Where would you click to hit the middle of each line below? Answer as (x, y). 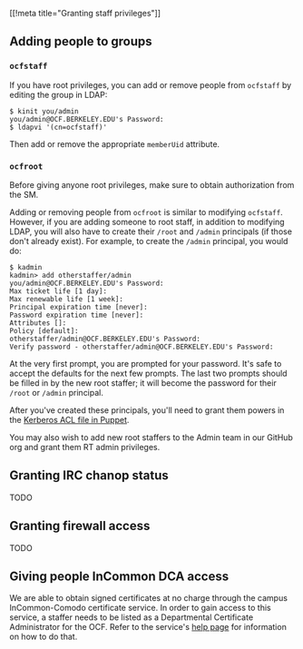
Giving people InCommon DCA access (119, 576)
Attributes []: (38, 323)
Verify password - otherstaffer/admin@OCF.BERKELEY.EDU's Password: (142, 347)
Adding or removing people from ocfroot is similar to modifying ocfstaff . (146, 211)
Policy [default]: (44, 330)
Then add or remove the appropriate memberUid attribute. (115, 143)
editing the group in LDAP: (59, 94)
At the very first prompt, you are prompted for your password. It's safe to (146, 363)
